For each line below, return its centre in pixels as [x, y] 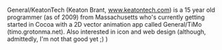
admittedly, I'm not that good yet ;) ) [57, 39]
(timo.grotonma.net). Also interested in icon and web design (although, [107, 32]
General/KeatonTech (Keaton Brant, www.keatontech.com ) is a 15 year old [111, 10]
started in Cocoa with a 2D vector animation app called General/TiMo [105, 24]
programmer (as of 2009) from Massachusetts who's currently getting [106, 17]
